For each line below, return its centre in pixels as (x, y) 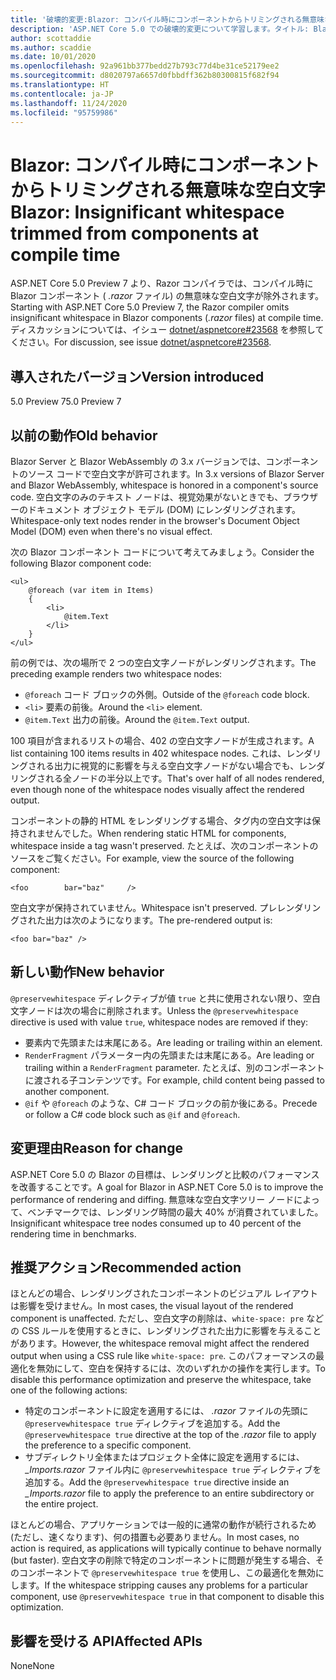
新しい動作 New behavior (87, 972)
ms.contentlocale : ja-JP (62, 94)
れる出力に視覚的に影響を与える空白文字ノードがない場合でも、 (168, 765)
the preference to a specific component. (108, 1445)
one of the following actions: (69, 1390)
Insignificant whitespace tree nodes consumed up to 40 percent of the (156, 1223)
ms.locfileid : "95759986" (64, 112)
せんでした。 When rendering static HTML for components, (165, 833)
